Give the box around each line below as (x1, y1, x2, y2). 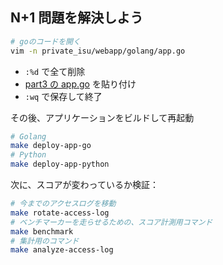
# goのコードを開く (10, 36, 81, 47)
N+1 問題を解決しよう (10, 9, 144, 27)
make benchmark (10, 226, 74, 237)
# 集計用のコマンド (10, 236, 80, 246)
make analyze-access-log (10, 245, 114, 255)
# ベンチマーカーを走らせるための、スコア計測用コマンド (10, 217, 213, 227)
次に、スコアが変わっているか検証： (10, 179, 159, 191)
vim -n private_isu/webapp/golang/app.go (10, 46, 186, 56)
